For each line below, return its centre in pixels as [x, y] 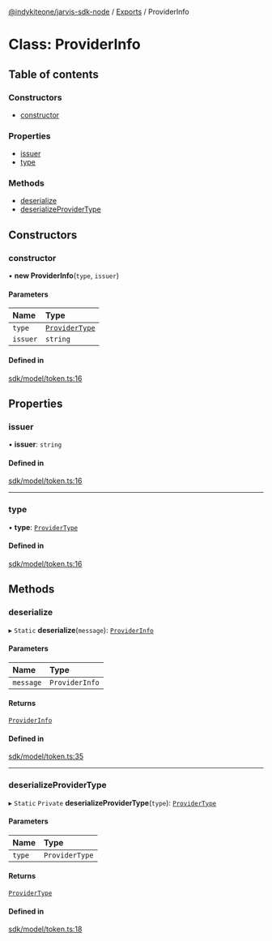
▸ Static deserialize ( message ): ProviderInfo [81, 630]
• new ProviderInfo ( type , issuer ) [64, 276]
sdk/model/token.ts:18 [45, 929]
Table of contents [53, 74]
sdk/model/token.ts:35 [46, 756]
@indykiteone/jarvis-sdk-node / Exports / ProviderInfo [99, 12]
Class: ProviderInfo [74, 45]
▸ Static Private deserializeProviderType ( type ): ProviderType [113, 802]
